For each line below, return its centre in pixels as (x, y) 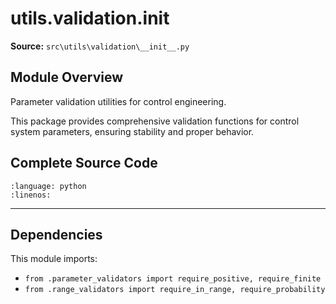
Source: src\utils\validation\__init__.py (100, 46)
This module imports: (54, 259)
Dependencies (56, 234)
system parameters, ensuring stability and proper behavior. (132, 131)
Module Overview (67, 77)
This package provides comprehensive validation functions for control (155, 121)
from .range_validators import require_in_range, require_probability (175, 290)
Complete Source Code (84, 163)
